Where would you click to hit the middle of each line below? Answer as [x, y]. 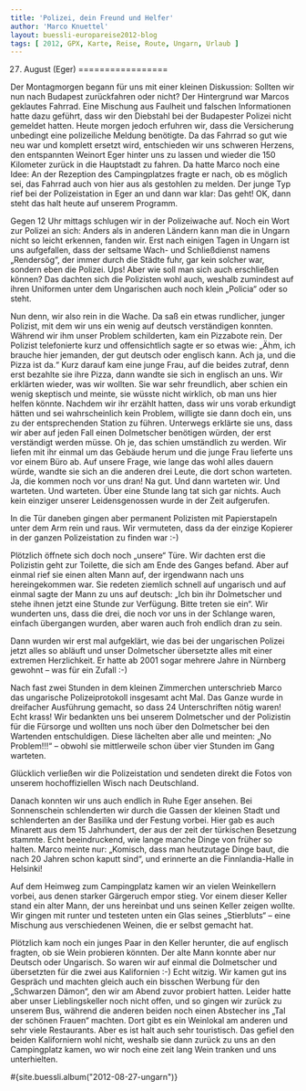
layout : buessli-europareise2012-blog [84, 35]
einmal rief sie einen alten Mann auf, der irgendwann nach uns [127, 575]
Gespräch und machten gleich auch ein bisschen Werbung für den [135, 981]
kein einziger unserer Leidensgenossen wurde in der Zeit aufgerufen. [140, 501]
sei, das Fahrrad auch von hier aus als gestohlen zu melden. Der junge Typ [150, 184]
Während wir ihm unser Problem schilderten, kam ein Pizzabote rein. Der [147, 336]
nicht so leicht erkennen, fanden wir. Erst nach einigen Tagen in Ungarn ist [150, 241]
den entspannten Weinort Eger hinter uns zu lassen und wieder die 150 [143, 155]
